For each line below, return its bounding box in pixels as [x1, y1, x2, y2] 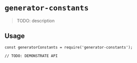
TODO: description [16, 18, 55, 23]
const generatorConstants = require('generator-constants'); [4, 45, 133, 50]
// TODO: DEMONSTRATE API [4, 53, 58, 58]
